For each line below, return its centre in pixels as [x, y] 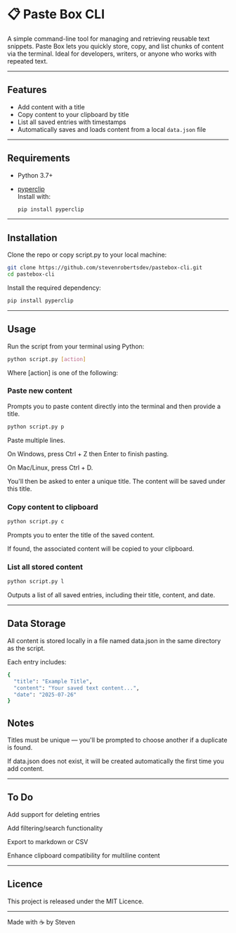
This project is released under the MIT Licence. [76, 901]
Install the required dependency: [54, 288]
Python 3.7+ [35, 175]
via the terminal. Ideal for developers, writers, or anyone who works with [112, 54]
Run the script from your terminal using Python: [76, 346]
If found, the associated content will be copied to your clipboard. [101, 549]
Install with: [34, 196]
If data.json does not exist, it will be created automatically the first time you [116, 761]
